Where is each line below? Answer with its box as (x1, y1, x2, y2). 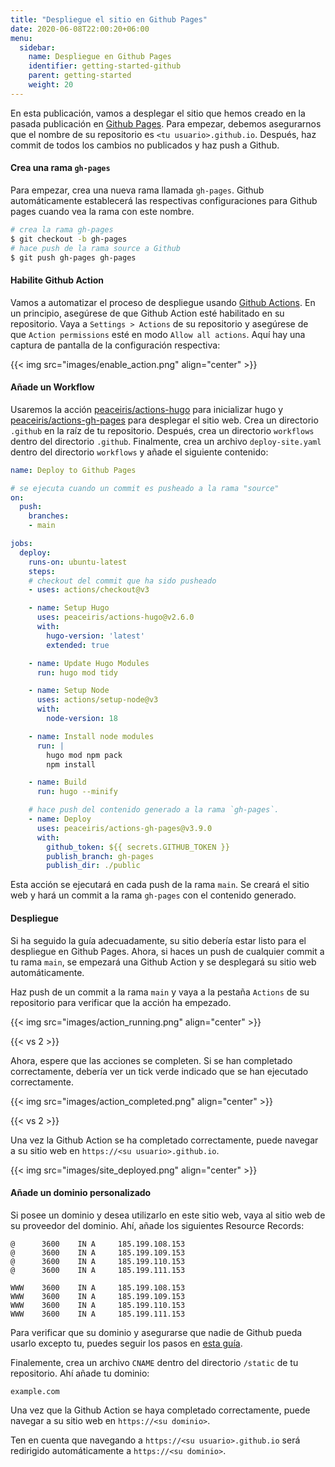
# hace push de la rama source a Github (10, 243, 182, 253)
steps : (28, 566, 56, 576)
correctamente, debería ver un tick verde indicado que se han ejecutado (10, 1065, 309, 1077)
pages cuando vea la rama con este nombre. (10, 205, 195, 217)
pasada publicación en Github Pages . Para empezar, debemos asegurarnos (10, 117, 322, 130)
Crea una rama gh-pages (10, 162, 111, 174)
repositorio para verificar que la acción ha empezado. (10, 996, 232, 1008)
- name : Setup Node (28, 686, 110, 696)
